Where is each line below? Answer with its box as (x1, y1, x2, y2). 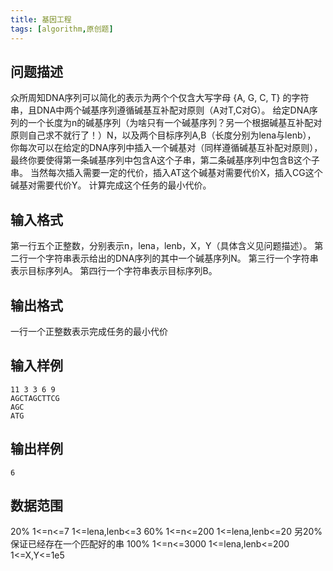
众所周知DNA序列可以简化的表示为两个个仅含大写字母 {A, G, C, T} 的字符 (10, 92, 310, 104)
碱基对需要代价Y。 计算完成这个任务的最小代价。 (10, 179, 212, 191)
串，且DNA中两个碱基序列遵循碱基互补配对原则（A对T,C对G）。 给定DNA (10, 104, 310, 116)
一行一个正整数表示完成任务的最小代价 (10, 325, 168, 337)
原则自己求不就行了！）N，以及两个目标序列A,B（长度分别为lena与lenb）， (10, 129, 317, 141)
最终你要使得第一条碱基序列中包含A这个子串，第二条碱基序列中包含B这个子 (10, 154, 320, 166)
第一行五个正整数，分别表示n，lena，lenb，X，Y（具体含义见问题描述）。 (10, 240, 313, 252)
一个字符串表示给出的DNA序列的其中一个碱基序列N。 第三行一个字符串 (27, 252, 319, 265)
